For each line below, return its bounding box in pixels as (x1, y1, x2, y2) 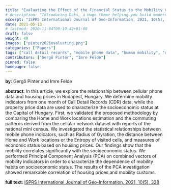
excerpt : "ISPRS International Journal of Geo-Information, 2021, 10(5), (5, 17, 165, 22)
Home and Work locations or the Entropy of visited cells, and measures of (5, 137, 160, 143)
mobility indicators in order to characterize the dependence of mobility (5, 158, 154, 165)
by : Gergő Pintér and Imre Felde (5, 78, 72, 85)
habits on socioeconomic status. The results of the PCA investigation (5, 164, 150, 170)
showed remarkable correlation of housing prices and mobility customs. (5, 169, 156, 176)
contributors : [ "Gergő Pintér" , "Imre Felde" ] (5, 55, 106, 60)
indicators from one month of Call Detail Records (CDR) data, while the (5, 99, 154, 105)
